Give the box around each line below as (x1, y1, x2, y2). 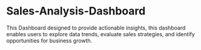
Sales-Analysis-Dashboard (6, 4, 146, 18)
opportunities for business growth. (6, 37, 93, 44)
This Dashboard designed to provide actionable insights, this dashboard (6, 24, 186, 31)
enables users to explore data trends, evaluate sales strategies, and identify (6, 30, 195, 37)
